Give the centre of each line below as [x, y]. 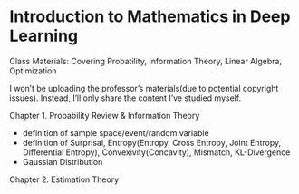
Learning [44, 36]
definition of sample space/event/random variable [116, 132]
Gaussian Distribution [63, 161]
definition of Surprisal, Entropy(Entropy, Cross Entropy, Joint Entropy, [152, 142]
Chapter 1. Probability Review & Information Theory [105, 115]
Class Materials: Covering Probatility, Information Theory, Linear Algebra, [146, 61]
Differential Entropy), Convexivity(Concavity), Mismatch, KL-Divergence [156, 152]
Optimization [33, 71]
